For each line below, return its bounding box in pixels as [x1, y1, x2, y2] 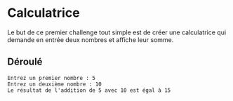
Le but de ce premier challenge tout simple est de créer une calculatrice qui [7, 28, 227, 36]
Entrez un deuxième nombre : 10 [7, 81, 102, 88]
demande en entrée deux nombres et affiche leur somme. [7, 35, 174, 43]
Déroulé [7, 56, 43, 68]
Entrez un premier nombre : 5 [7, 74, 96, 81]
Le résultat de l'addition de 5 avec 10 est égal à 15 [7, 86, 171, 94]
